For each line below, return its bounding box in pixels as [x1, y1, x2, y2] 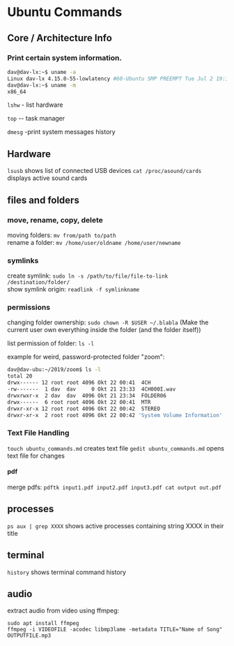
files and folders [7, 194, 80, 206]
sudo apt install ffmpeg [7, 620, 79, 627]
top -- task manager [7, 114, 65, 123]
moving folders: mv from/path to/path [7, 231, 116, 239]
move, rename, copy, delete [7, 215, 103, 225]
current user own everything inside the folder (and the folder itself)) [7, 326, 201, 334]
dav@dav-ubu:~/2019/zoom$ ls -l [7, 366, 101, 373]
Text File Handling [7, 428, 70, 438]
